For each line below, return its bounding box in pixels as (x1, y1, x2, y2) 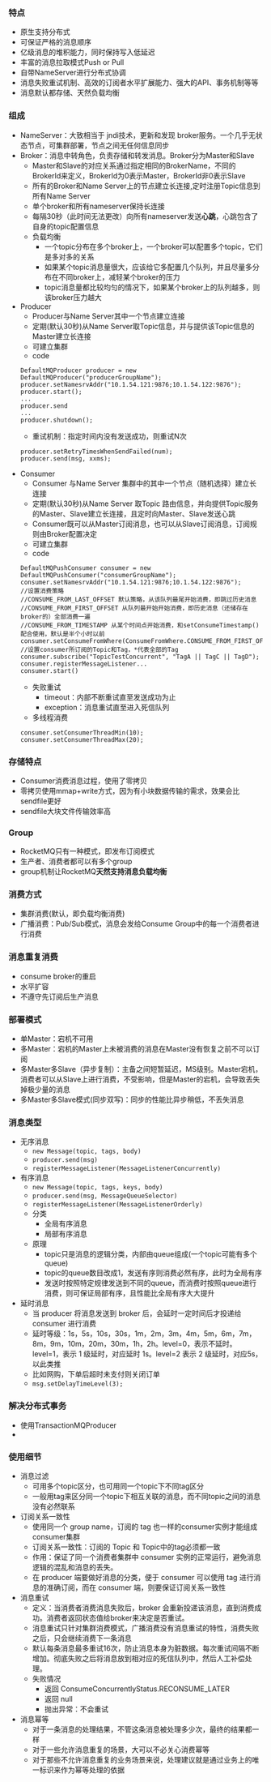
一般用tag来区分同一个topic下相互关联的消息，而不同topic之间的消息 (32, 1491, 261, 1501)
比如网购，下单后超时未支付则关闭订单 (32, 1369, 160, 1379)
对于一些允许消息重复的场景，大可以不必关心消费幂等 (32, 1745, 210, 1754)
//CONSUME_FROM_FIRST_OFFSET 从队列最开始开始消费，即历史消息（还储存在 (19, 604, 248, 612)
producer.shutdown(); (19, 416, 93, 424)
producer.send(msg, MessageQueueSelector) (32, 1192, 178, 1201)
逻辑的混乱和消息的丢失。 (32, 1562, 118, 1572)
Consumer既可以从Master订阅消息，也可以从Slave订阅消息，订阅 (32, 519, 251, 529)
